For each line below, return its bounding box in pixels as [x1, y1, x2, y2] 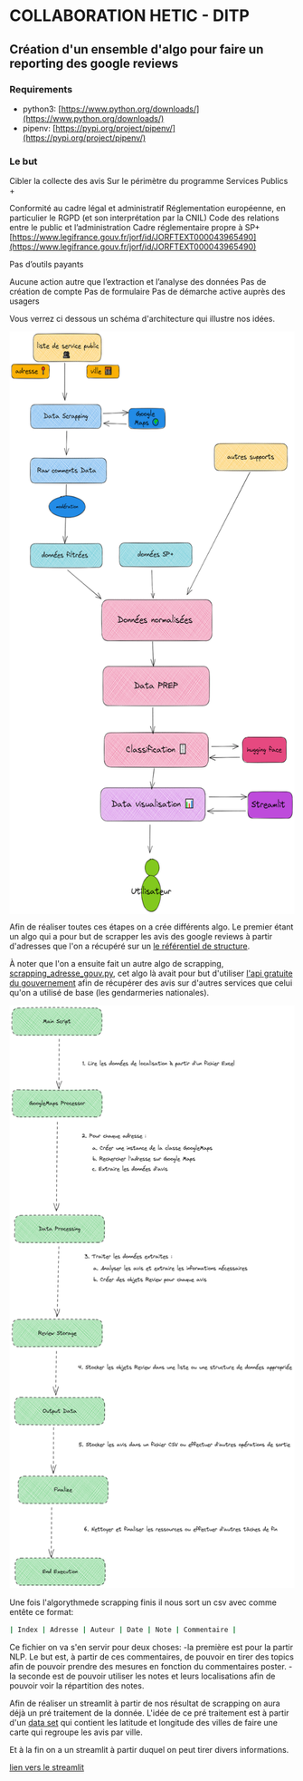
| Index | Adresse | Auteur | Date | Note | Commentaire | [9, 1625, 237, 1635]
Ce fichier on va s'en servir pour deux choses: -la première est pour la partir [9, 1642, 294, 1653]
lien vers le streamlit [9, 1762, 84, 1773]
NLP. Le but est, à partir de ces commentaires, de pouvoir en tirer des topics [9, 1651, 294, 1662]
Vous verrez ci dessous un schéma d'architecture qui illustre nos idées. [9, 314, 276, 325]
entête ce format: [9, 1607, 74, 1618]
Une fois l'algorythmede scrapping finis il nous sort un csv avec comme [9, 1597, 278, 1608]
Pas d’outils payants [9, 259, 84, 270]
